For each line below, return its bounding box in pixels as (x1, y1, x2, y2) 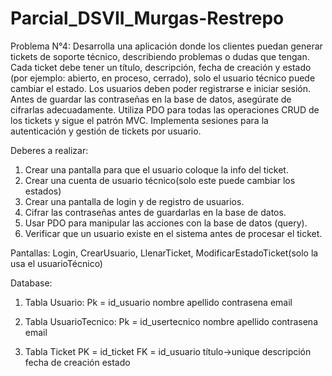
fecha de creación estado (24, 356, 131, 368)
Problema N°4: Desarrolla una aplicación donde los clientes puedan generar (10, 40, 323, 52)
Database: (10, 277, 53, 289)
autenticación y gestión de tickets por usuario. (10, 125, 202, 137)
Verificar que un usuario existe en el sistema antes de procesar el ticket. (24, 227, 323, 239)
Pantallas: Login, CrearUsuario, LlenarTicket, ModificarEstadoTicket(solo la (10, 247, 319, 259)
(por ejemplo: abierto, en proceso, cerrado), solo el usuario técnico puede (10, 72, 316, 84)
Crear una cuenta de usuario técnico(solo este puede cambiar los (24, 174, 296, 186)
